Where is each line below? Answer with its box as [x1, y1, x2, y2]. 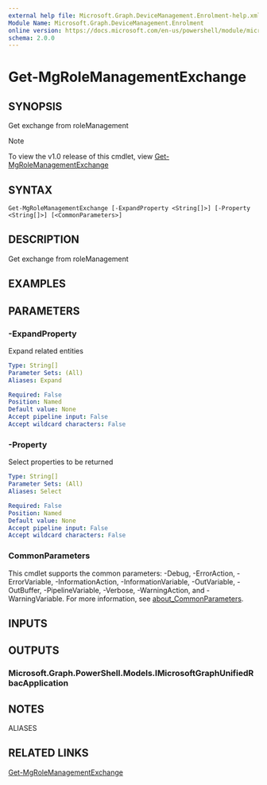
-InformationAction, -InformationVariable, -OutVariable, [55, 576, 236, 586]
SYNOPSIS [8, 100, 63, 113]
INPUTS [8, 616, 48, 630]
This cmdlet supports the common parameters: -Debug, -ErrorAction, [8, 568, 236, 578]
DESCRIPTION [8, 232, 79, 247]
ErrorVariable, [8, 576, 54, 586]
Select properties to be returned [8, 457, 114, 467]
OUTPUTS [8, 644, 60, 658]
